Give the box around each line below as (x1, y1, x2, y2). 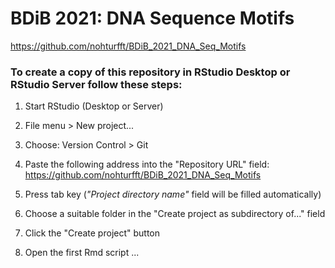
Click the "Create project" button (24, 227, 161, 239)
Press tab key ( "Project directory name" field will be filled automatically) (24, 188, 322, 201)
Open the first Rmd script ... (24, 247, 140, 259)
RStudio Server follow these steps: (10, 77, 183, 91)
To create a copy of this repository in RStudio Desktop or (10, 65, 291, 79)
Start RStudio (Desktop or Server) (24, 100, 164, 112)
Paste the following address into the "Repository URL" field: (24, 158, 270, 171)
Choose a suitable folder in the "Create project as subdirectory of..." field (24, 208, 326, 220)
